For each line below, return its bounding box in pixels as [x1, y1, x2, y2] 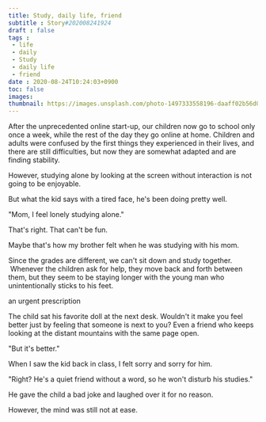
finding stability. [8, 155, 61, 165]
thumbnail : [8, 100, 44, 108]
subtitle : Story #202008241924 [8, 19, 112, 27]
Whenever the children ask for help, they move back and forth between [9, 264, 243, 274]
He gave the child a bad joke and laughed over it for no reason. [8, 390, 214, 400]
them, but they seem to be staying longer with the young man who [8, 272, 225, 282]
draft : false [8, 26, 55, 34]
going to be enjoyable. [8, 179, 82, 188]
